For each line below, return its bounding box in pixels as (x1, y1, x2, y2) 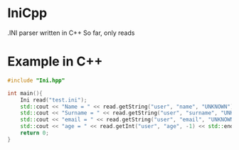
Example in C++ (7, 53, 103, 70)
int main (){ (7, 90, 43, 97)
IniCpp (7, 5, 48, 21)
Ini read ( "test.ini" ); (20, 96, 87, 104)
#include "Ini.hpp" (7, 77, 65, 84)
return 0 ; (20, 129, 50, 136)
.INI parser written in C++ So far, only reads (7, 28, 135, 37)
